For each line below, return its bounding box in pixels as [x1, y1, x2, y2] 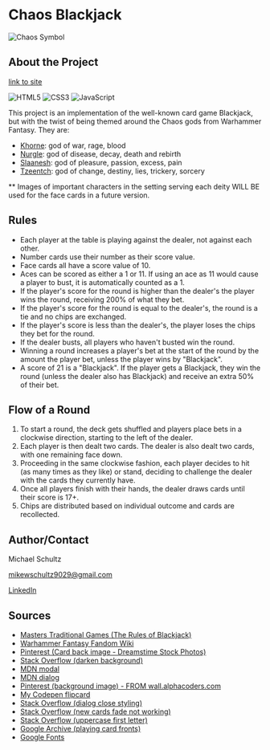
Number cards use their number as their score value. [19, 251, 195, 262]
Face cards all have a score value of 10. [19, 260, 151, 270]
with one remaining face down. [19, 450, 123, 459]
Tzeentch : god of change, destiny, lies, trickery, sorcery [19, 166, 205, 176]
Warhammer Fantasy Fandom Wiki [19, 638, 134, 648]
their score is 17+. [19, 492, 79, 503]
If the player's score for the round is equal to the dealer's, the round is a [19, 303, 259, 312]
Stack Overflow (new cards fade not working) [19, 707, 171, 716]
